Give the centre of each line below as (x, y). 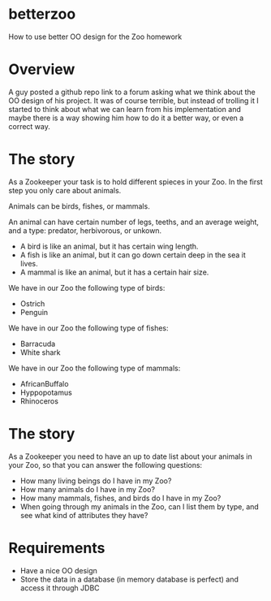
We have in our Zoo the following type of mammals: (95, 368)
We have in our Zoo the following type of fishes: (88, 328)
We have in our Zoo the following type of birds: (87, 288)
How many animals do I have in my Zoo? (88, 489)
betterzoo (42, 14)
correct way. (29, 126)
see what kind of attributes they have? (84, 515)
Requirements (57, 548)
